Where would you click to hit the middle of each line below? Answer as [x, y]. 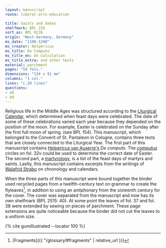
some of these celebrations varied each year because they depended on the [83, 122]
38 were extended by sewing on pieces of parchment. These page [73, 206]
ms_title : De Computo [27, 51]
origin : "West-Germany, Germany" [40, 37]
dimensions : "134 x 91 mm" [33, 74]
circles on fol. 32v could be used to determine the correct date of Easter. [79, 153]
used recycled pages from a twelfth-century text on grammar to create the [81, 184]
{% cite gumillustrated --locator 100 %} [45, 226]
